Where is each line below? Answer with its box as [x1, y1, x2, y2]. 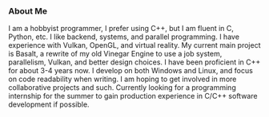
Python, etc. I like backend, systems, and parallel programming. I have [8, 32, 240, 41]
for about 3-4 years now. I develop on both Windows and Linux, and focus [8, 66, 254, 76]
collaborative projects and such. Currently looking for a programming [8, 83, 236, 92]
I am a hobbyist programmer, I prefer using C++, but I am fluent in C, [8, 24, 235, 33]
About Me [8, 6, 48, 17]
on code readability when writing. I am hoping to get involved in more [8, 74, 237, 84]
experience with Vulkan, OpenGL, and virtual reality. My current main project [8, 41, 261, 50]
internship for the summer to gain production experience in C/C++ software [8, 92, 258, 101]
